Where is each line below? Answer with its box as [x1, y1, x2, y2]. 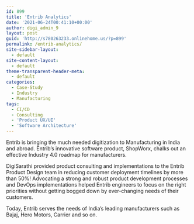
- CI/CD [11, 106, 30, 112]
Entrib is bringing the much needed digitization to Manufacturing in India [6, 139, 180, 146]
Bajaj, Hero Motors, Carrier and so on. [6, 211, 98, 218]
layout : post [6, 30, 38, 36]
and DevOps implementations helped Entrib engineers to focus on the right [6, 181, 186, 188]
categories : [6, 80, 35, 85]
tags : [6, 101, 19, 107]
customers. [6, 194, 33, 201]
